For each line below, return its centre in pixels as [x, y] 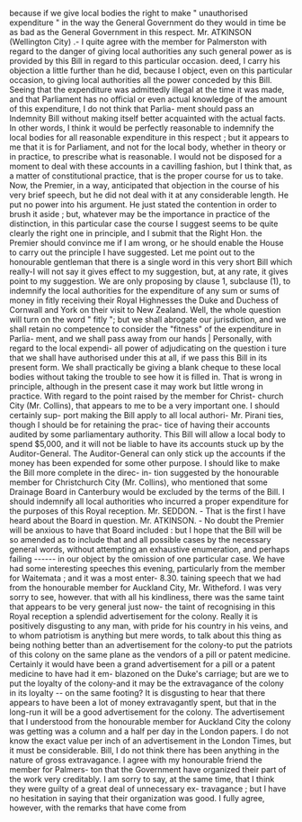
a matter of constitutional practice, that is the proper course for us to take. [147, 176]
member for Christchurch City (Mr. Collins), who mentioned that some [138, 482]
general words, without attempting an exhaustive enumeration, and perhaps [150, 549]
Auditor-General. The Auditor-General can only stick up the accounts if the [147, 453]
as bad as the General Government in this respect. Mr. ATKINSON [130, 32]
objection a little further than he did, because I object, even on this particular [151, 70]
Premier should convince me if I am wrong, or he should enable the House [147, 243]
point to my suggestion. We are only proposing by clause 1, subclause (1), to [150, 281]
